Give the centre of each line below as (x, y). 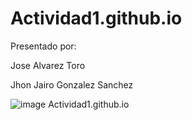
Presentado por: (43, 46)
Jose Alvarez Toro (48, 65)
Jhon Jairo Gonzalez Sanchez (72, 84)
